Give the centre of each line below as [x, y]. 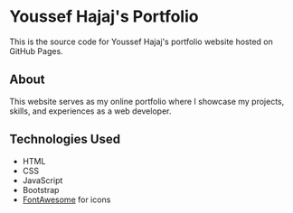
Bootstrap [41, 190]
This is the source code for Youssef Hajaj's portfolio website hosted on [142, 42]
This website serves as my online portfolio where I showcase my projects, [147, 101]
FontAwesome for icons [66, 199]
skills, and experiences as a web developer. [90, 111]
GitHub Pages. [36, 51]
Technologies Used [65, 139]
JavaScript [43, 180]
